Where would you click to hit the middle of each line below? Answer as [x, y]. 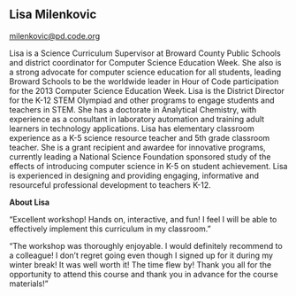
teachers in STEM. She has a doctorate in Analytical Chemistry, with [133, 109]
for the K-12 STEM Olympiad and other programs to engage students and [142, 100]
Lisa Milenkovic [53, 15]
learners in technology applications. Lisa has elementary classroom [132, 129]
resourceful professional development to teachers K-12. [110, 184]
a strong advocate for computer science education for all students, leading [145, 72]
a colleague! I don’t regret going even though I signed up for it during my [141, 255]
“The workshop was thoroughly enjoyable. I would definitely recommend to [146, 245]
